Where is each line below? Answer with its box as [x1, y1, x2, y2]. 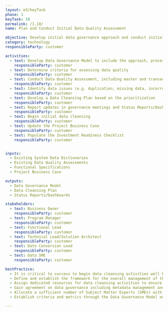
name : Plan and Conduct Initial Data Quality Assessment [5, 26, 126, 31]
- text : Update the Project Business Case [9, 123, 99, 128]
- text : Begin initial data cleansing [9, 114, 91, 119]
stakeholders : [5, 202, 35, 207]
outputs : [5, 179, 23, 184]
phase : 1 [5, 12, 23, 17]
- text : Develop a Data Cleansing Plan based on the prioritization [9, 95, 155, 100]
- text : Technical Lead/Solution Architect [9, 234, 101, 239]
